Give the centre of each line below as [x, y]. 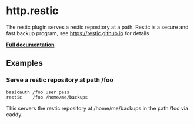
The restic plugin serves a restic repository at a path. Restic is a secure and [97, 27]
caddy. [14, 114]
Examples [24, 63]
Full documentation [30, 45]
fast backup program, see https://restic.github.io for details [78, 33]
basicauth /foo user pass [38, 92]
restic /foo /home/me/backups [47, 97]
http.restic [32, 11]
